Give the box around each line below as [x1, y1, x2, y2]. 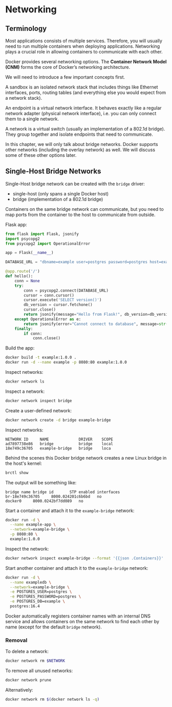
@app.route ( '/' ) [5, 269, 40, 274]
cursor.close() [24, 307, 56, 312]
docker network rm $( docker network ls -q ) [5, 697, 100, 702]
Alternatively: [5, 686, 33, 693]
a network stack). [5, 95, 42, 101]
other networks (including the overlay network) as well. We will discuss [5, 147, 155, 153]
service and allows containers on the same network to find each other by [5, 618, 160, 624]
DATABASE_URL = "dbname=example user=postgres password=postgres [5, 260, 147, 265]
